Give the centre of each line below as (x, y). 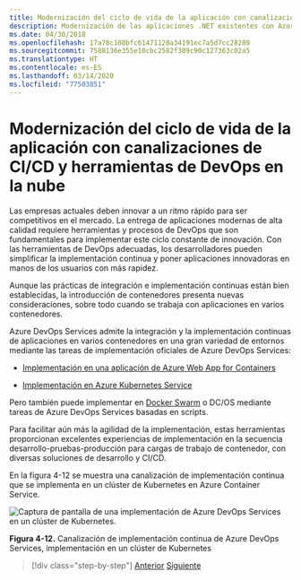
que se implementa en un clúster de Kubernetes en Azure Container (135, 484)
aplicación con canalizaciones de (136, 147)
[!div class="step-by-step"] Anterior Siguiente (116, 565)
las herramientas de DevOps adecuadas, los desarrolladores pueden (136, 248)
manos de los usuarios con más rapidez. (84, 268)
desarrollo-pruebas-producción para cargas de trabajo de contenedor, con (148, 448)
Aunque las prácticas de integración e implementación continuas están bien (149, 285)
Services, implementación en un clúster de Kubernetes (111, 548)
